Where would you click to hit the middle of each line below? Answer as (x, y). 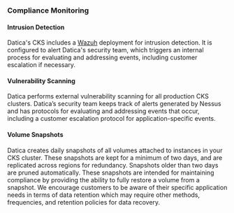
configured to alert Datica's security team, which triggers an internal (105, 50)
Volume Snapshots (35, 134)
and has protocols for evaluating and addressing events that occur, (104, 111)
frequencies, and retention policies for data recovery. (84, 202)
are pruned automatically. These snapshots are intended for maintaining (111, 172)
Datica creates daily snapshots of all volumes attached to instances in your (115, 150)
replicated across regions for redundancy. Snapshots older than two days (113, 165)
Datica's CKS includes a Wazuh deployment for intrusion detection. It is (110, 43)
